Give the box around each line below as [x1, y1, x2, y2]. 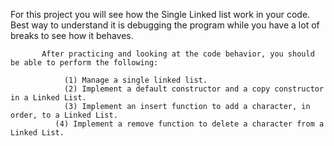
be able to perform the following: [10, 58, 159, 68]
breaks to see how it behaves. [10, 30, 134, 41]
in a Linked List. [10, 93, 87, 103]
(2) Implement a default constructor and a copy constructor [63, 84, 325, 94]
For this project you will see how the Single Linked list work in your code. [10, 9, 311, 20]
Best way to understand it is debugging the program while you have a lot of [10, 19, 320, 31]
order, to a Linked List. [10, 110, 118, 120]
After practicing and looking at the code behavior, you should [41, 49, 315, 59]
